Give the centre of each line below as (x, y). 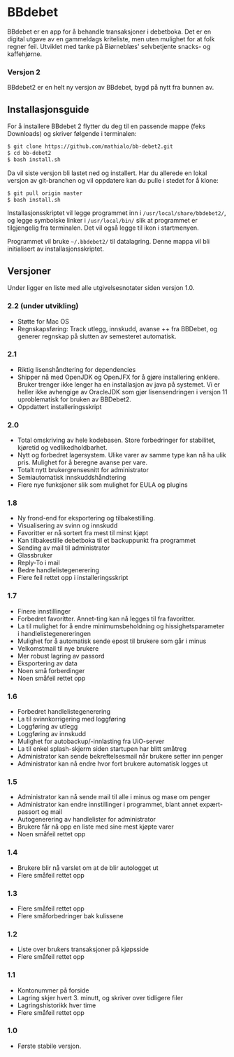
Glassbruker (35, 555)
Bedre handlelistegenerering (58, 570)
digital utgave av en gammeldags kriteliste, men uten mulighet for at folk (111, 39)
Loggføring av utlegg (47, 726)
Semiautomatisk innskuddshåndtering (72, 478)
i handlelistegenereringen (54, 633)
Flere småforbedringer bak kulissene (70, 916)
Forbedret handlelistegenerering (64, 712)
